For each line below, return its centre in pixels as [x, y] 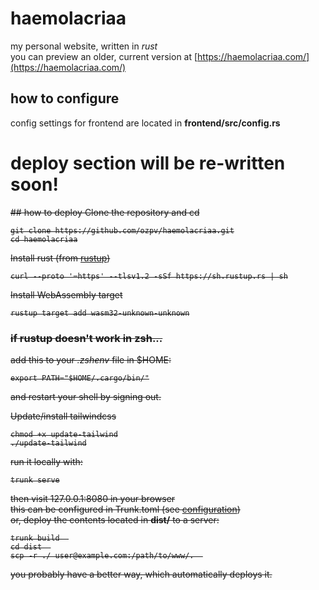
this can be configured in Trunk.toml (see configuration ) [125, 509]
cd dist [26, 547]
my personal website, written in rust [84, 46]
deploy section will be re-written [148, 163]
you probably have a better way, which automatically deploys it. [141, 574]
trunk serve [35, 480]
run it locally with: [46, 461]
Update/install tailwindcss [63, 416]
